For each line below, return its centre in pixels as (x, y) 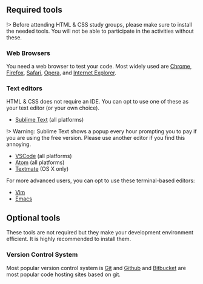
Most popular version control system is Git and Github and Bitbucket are (96, 268)
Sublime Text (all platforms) (49, 120)
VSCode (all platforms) (43, 156)
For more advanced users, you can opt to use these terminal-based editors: (101, 180)
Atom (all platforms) (40, 162)
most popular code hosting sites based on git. (64, 274)
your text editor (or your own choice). (53, 108)
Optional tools (33, 218)
